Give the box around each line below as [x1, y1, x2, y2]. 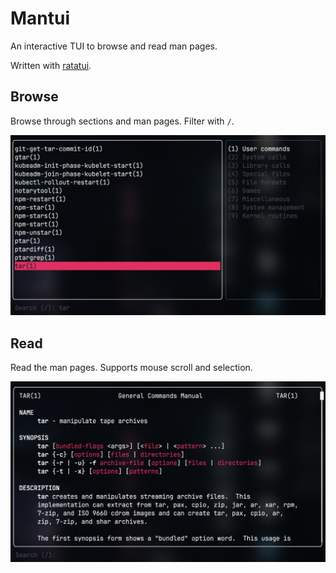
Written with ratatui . [10, 59, 92, 71]
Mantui [10, 7, 71, 30]
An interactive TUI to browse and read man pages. [10, 40, 218, 52]
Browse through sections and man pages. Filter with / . [10, 115, 235, 127]
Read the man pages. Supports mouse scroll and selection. [10, 361, 253, 373]
